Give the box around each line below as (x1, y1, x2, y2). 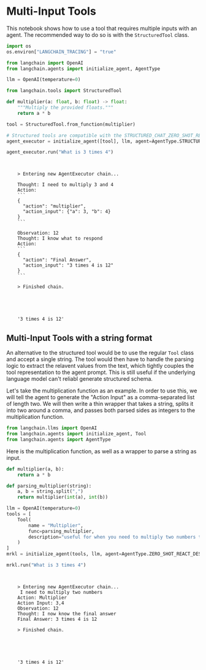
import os (6, 43, 32, 49)
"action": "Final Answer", (22, 257, 92, 263)
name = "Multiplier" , (28, 522, 84, 529)
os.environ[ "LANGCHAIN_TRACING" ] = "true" (6, 49, 116, 55)
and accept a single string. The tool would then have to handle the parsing (6, 356, 194, 363)
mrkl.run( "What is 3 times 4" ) (6, 562, 86, 568)
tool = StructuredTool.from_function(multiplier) (6, 121, 136, 127)
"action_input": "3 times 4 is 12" (22, 262, 114, 268)
